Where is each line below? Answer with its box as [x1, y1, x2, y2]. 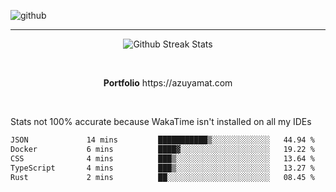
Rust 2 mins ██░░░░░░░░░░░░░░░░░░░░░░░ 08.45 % [10, 172, 315, 182]
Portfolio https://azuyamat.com [103, 77, 233, 89]
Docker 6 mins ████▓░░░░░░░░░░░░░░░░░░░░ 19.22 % [10, 144, 315, 154]
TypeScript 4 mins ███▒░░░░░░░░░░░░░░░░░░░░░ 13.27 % [10, 163, 315, 173]
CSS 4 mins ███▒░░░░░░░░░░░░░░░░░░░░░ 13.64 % [10, 153, 315, 164]
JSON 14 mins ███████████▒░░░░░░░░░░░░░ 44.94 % [10, 135, 315, 145]
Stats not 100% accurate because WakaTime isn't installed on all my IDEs [10, 116, 312, 127]
